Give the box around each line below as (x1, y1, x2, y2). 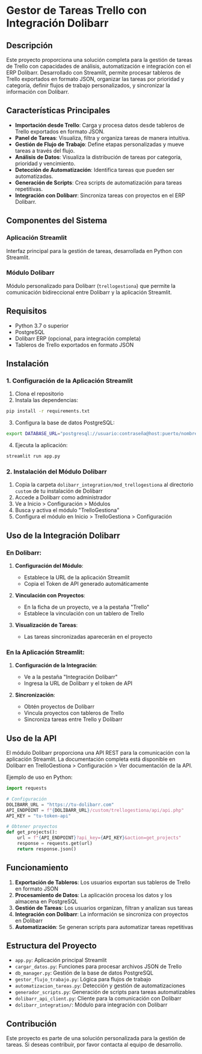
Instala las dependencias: (14, 397, 78, 404)
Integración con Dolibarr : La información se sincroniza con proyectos (14, 910, 189, 918)
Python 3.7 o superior (14, 322, 69, 329)
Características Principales (6, 106, 111, 116)
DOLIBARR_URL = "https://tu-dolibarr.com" (6, 802, 114, 808)
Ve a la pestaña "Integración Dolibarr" (23, 674, 118, 681)
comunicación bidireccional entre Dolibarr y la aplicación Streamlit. (6, 288, 173, 296)
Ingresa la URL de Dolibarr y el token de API (23, 680, 133, 687)
